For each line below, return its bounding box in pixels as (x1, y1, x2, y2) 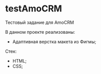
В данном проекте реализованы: (5, 29, 75, 35)
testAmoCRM (5, 3, 62, 14)
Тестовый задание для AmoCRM (5, 19, 74, 25)
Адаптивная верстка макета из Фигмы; (12, 38, 96, 45)
